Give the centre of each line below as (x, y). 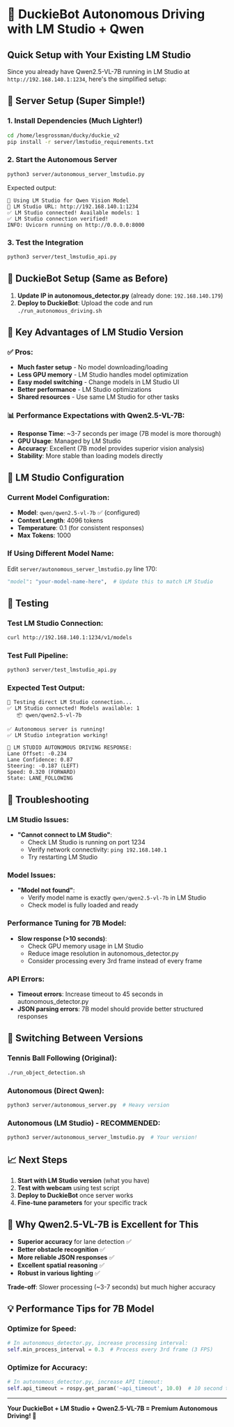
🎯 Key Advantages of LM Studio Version (95, 332)
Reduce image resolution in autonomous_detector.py (103, 953)
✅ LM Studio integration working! (58, 736)
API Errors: (26, 979)
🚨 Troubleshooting (48, 799)
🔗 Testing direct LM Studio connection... (70, 702)
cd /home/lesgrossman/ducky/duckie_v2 (63, 136)
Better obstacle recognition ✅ (61, 1249)
